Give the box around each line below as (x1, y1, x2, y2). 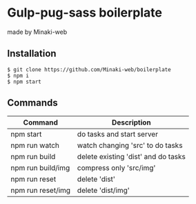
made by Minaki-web (7, 28, 68, 36)
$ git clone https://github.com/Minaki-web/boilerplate (7, 66, 171, 73)
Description (111, 118, 152, 127)
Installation (7, 48, 57, 59)
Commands (7, 97, 59, 109)
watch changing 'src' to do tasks (77, 140, 183, 150)
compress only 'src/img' (77, 163, 156, 172)
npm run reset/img (10, 185, 71, 195)
